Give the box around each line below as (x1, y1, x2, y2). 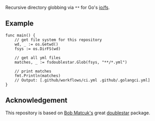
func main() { (5, 33, 36, 38)
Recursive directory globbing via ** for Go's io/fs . (5, 5, 110, 10)
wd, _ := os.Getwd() (14, 42, 59, 47)
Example (5, 19, 34, 28)
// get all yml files (14, 55, 61, 60)
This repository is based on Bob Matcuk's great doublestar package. (5, 110, 150, 116)
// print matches (14, 69, 52, 74)
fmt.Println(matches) (14, 73, 61, 78)
